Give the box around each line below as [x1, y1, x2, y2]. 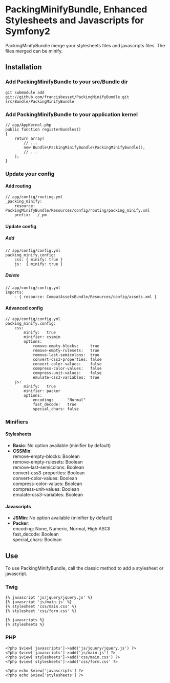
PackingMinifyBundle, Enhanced [5, 4, 147, 15]
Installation [5, 63, 42, 71]
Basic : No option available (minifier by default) [12, 442, 111, 448]
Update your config [5, 170, 55, 177]
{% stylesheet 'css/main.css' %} [5, 604, 77, 610]
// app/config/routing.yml [5, 194, 63, 200]
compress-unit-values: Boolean [12, 486, 79, 492]
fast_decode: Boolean [12, 531, 59, 538]
